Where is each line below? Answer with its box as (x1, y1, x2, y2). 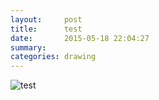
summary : (10, 42, 47, 53)
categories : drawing (10, 52, 97, 62)
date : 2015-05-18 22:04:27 (10, 33, 150, 43)
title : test (10, 24, 83, 34)
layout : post (10, 14, 83, 25)
